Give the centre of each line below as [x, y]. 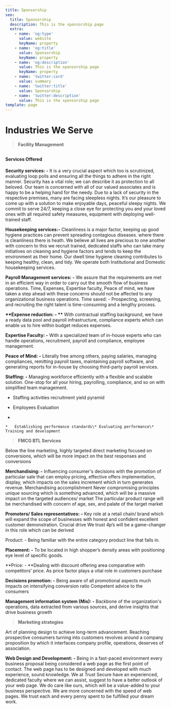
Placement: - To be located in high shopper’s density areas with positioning [85, 550]
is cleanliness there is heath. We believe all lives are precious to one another [86, 240]
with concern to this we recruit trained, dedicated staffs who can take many [85, 246]
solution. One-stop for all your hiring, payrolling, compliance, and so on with [85, 382]
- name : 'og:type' [34, 34]
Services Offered [24, 159]
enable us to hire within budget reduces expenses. [58, 326]
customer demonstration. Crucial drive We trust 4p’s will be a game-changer [86, 525]
